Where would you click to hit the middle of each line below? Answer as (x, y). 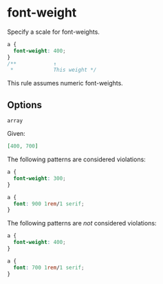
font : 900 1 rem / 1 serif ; (49, 204)
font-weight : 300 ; (40, 178)
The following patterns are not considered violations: (82, 223)
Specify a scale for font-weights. (53, 32)
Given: (16, 134)
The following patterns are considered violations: (76, 159)
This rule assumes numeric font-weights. (65, 83)
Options (25, 105)
